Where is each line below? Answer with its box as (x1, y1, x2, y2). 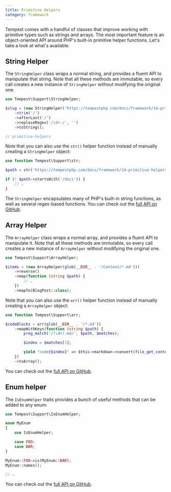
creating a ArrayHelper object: (5, 302, 69, 308)
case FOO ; (14, 440, 36, 445)
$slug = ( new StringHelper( (5, 106, 65, 111)
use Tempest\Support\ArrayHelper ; (5, 255, 79, 260)
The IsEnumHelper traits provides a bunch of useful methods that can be (5, 396, 156, 402)
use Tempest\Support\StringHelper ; (5, 97, 81, 102)
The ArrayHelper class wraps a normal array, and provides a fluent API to (5, 235, 158, 241)
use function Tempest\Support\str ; (5, 158, 81, 163)
